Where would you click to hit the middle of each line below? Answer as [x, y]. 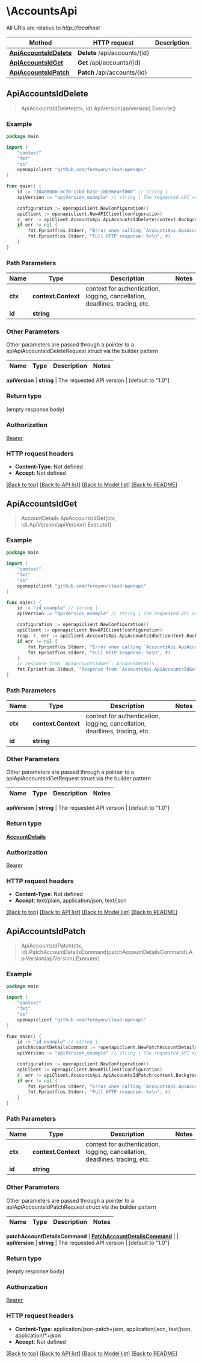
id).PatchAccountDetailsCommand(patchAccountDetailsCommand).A [107, 952]
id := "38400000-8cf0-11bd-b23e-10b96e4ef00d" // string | [93, 192]
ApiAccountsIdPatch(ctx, [52, 946]
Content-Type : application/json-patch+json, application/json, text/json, [103, 1329]
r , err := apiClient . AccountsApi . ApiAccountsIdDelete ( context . [98, 219]
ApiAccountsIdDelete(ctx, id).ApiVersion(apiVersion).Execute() [98, 108]
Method [41, 42]
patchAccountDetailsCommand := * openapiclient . [78, 1048]
